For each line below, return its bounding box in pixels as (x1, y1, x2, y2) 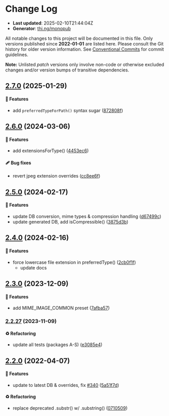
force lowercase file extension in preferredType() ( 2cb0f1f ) (12, 259, 136, 265)
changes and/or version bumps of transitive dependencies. (5, 67, 129, 73)
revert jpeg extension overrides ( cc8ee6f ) (12, 173, 101, 179)
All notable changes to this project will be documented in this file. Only (5, 35, 153, 41)
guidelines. (5, 52, 29, 58)
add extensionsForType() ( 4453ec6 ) (12, 148, 89, 154)
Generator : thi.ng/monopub (12, 25, 71, 31)
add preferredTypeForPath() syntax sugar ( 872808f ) (12, 107, 123, 113)
